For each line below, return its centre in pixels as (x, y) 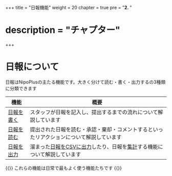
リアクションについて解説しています (78, 137)
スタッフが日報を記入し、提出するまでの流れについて (94, 112)
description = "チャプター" (63, 30)
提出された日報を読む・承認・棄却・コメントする (89, 129)
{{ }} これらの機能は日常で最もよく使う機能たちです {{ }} (63, 168)
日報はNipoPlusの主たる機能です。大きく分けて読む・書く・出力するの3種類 (85, 82)
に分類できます (21, 88)
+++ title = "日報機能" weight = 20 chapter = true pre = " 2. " (69, 7)
